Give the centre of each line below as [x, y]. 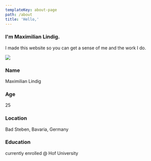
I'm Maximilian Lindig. [33, 37]
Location [16, 118]
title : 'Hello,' [22, 19]
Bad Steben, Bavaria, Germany [37, 129]
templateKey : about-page [31, 10]
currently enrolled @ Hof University [42, 153]
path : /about [19, 15]
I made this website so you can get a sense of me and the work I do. [76, 48]
